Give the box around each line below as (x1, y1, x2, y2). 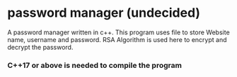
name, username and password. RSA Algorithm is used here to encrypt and (7, 35, 227, 43)
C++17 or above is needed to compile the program (7, 60, 183, 70)
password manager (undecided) (7, 5, 200, 21)
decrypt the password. (7, 43, 74, 51)
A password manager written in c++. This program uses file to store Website (7, 28, 230, 36)
